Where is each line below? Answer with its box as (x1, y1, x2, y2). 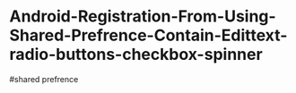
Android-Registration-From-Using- (9, 6, 276, 27)
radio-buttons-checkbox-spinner (9, 45, 263, 64)
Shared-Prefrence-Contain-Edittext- (9, 25, 288, 46)
